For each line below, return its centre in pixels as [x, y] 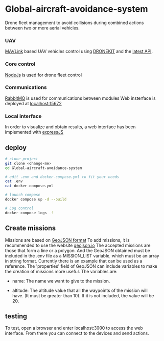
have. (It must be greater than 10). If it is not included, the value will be [83, 295]
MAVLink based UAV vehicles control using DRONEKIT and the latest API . [79, 51]
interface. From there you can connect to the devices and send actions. [77, 333]
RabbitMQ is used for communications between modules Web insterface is [80, 98]
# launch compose [23, 195]
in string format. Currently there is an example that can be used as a [74, 261]
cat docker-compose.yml [29, 186]
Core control [20, 64]
